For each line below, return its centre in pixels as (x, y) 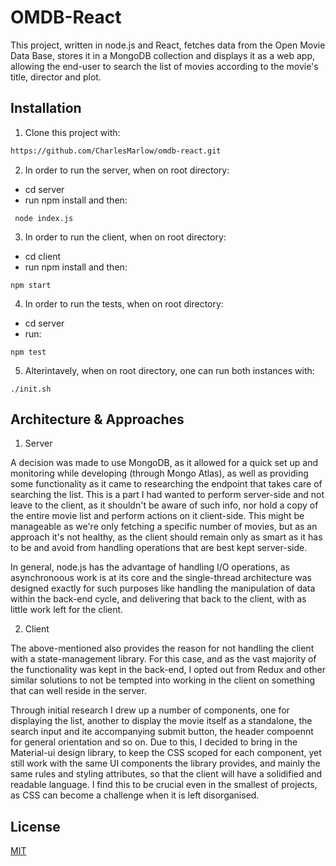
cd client (43, 256)
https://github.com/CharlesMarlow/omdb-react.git (116, 151)
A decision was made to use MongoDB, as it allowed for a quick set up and (164, 463)
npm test (28, 352)
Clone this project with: (72, 132)
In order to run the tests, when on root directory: (124, 303)
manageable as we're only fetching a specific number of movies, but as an (164, 527)
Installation (46, 108)
